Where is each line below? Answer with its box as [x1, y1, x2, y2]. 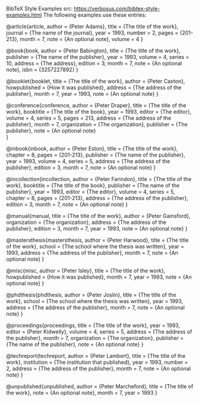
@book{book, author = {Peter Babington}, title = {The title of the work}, [6, 47, 181, 54]
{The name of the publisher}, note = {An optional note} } [6, 341, 144, 348]
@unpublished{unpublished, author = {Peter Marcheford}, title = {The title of [6, 383, 194, 389]
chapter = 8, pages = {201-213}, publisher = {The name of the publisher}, [6, 151, 185, 158]
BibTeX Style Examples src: [6, 5, 73, 12]
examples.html [6, 11, 42, 18]
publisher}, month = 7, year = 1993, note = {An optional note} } [6, 91, 159, 97]
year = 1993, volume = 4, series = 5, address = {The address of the [6, 158, 170, 164]
